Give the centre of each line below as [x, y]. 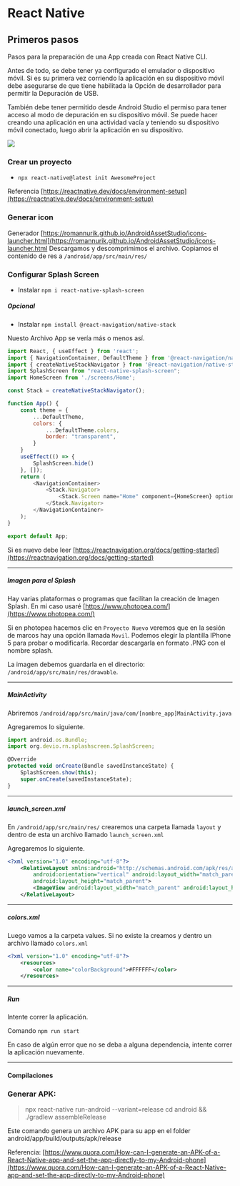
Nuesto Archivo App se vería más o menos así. [76, 338]
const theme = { [45, 410]
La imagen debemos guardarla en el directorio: [76, 664]
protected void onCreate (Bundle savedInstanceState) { [91, 766]
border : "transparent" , [81, 437]
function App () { [33, 404]
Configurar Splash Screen [53, 275]
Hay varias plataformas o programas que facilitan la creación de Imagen [114, 598]
